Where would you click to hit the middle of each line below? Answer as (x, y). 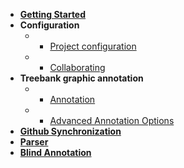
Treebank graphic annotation (81, 78)
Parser (34, 142)
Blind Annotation (55, 152)
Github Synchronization (70, 131)
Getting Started (53, 14)
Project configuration (93, 46)
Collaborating (77, 67)
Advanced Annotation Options (112, 120)
